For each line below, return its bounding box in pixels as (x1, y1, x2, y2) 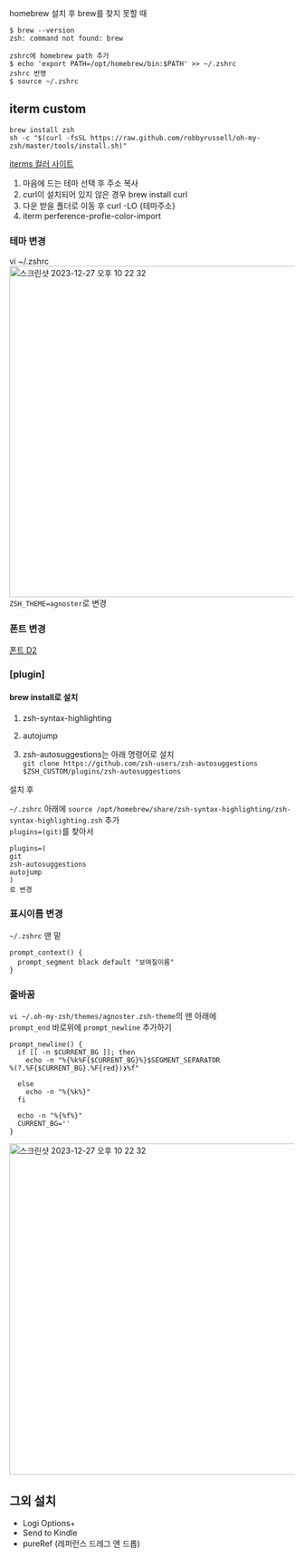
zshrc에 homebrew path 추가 (9, 52, 109, 61)
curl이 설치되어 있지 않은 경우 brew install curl (22, 188, 188, 199)
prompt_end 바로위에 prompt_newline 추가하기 (9, 1022, 172, 1033)
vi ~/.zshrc (9, 256, 50, 267)
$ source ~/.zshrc (9, 77, 79, 86)
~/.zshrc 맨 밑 (9, 929, 62, 940)
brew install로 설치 (9, 691, 79, 702)
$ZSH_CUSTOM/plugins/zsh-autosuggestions (22, 766, 181, 776)
